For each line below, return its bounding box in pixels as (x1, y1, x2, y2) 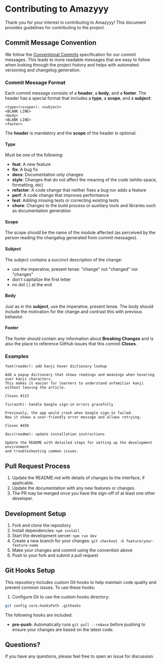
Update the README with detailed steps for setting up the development (5, 440, 152, 445)
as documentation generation (12, 208, 71, 214)
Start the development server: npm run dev (12, 533, 97, 538)
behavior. (5, 314, 24, 320)
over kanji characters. (5, 377, 53, 382)
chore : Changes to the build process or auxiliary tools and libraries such (12, 203, 156, 209)
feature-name (12, 543, 39, 548)
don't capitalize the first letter (12, 276, 71, 282)
